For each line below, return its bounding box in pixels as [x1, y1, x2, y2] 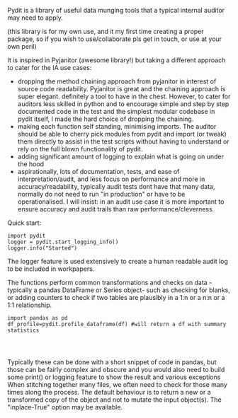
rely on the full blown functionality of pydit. [17, 145, 143, 153]
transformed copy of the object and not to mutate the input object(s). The [7, 395, 222, 404]
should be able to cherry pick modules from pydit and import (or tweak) [17, 130, 227, 138]
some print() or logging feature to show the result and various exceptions [7, 373, 221, 381]
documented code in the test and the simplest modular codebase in [17, 108, 215, 115]
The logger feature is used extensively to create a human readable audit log [7, 257, 229, 265]
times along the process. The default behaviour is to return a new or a [7, 388, 211, 396]
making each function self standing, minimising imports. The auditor [17, 122, 217, 130]
